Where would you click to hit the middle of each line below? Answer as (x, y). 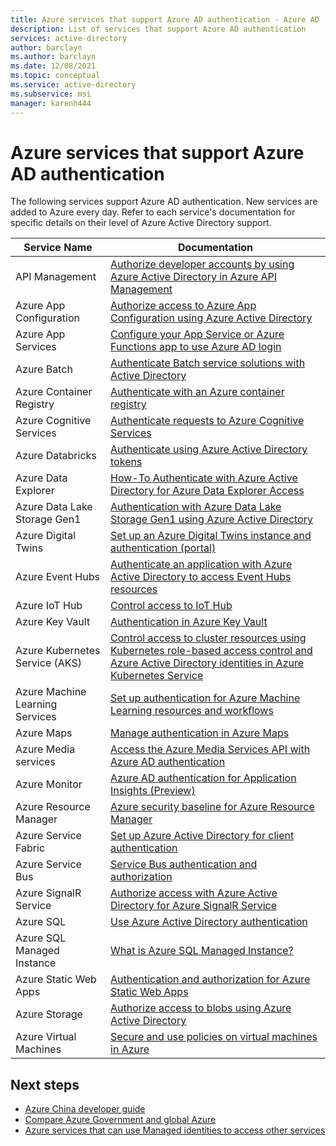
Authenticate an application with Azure (201, 564)
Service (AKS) (48, 663)
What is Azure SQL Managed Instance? (202, 951)
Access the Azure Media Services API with (210, 749)
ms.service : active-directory (73, 85)
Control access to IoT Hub (171, 606)
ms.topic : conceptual (55, 76)
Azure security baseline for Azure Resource (212, 807)
